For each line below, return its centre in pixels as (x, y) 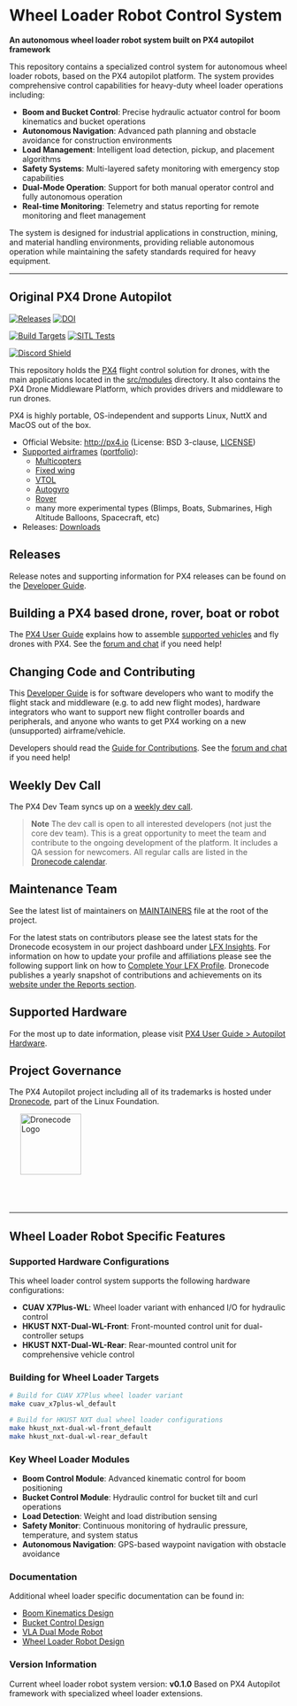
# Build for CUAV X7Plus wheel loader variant (96, 1396)
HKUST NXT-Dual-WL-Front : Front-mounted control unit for (132, 1327)
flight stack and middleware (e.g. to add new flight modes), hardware (135, 703)
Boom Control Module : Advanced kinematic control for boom (133, 1479)
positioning (42, 1488)
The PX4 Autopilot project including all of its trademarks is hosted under (141, 1092)
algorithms (42, 159)
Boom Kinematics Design (68, 1613)
